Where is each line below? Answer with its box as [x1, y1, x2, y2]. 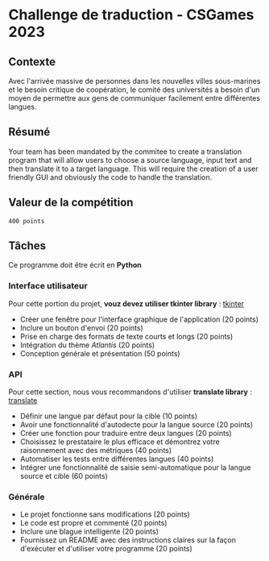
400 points [8, 217, 45, 225]
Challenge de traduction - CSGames [8, 6, 255, 24]
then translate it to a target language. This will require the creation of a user [8, 164, 259, 173]
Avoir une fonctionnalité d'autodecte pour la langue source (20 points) [19, 420, 254, 430]
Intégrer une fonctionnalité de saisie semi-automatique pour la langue [19, 463, 251, 472]
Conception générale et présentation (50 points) [19, 348, 180, 358]
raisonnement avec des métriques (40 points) [19, 446, 172, 455]
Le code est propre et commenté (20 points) [19, 518, 168, 528]
